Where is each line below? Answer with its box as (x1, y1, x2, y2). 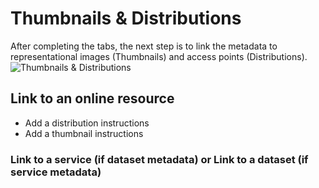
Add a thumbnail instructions (24, 127, 144, 139)
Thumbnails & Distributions (10, 7, 242, 30)
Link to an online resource (10, 90, 175, 107)
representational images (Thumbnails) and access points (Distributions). (10, 50, 308, 62)
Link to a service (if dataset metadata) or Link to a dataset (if (10, 152, 309, 166)
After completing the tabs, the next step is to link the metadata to (10, 40, 278, 52)
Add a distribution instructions (24, 117, 150, 129)
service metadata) (10, 165, 102, 179)
